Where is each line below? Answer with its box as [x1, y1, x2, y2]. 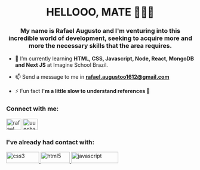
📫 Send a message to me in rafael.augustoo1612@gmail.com [14, 73, 170, 81]
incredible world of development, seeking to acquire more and [8, 34, 192, 42]
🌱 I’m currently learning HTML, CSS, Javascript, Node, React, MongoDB [14, 55, 194, 62]
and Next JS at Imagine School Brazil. [14, 61, 109, 69]
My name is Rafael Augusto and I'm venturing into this [20, 27, 181, 35]
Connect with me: [6, 104, 59, 113]
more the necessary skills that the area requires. [29, 42, 172, 50]
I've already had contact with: [6, 138, 94, 146]
